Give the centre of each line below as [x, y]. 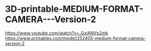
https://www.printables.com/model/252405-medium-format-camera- [75, 38]
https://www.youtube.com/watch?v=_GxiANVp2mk [57, 33]
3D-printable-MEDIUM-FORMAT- [74, 9]
